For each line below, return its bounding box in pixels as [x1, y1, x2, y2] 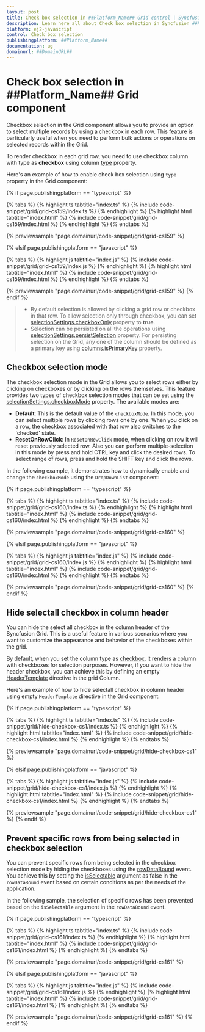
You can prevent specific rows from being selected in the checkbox [6, 859, 176, 867]
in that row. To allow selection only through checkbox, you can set [30, 312, 197, 319]
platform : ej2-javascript [6, 26, 72, 32]
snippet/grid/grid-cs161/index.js [6, 989, 87, 996]
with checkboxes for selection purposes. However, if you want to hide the [6, 661, 192, 669]
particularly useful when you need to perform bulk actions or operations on [6, 134, 195, 141]
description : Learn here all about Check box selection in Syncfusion [6, 20, 190, 26]
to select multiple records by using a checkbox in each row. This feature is [6, 128, 193, 135]
